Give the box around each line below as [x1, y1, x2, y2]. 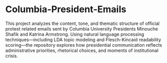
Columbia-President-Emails [5, 4, 127, 15]
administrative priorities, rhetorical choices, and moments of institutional [5, 47, 159, 53]
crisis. [5, 52, 18, 59]
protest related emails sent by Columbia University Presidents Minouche [5, 25, 158, 31]
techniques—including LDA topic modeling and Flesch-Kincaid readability [5, 37, 161, 43]
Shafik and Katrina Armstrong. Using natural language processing [5, 31, 144, 37]
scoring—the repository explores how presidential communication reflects [5, 42, 162, 48]
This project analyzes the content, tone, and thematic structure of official [5, 20, 160, 26]
